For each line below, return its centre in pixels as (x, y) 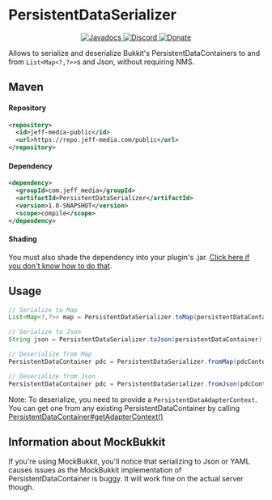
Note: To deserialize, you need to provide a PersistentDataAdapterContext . (133, 400)
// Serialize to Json (45, 332)
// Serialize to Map (43, 310)
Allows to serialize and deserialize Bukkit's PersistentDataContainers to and (134, 53)
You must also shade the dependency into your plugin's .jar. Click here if (129, 257)
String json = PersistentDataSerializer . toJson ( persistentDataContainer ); (137, 340)
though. (21, 487)
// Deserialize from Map (50, 354)
